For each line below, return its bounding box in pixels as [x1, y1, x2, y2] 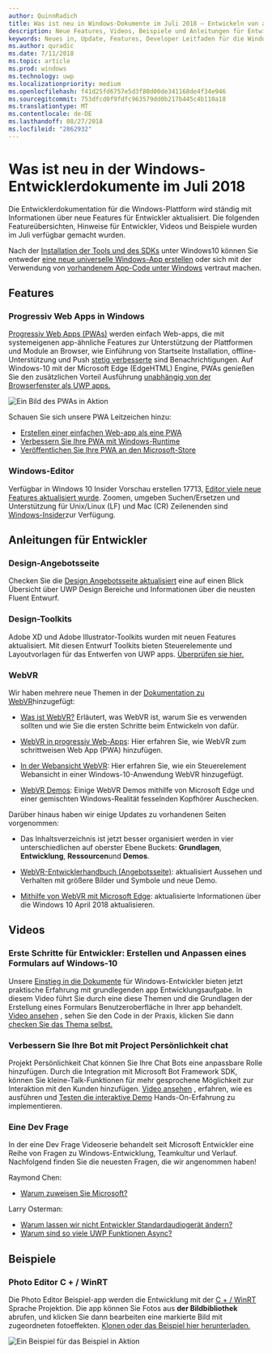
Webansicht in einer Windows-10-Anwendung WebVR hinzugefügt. [19, 769, 244, 779]
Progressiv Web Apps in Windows [8, 311, 145, 321]
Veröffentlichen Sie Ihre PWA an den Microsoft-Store [19, 445, 197, 455]
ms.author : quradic [8, 42, 74, 50]
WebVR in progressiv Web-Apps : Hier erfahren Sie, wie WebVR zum [19, 736, 247, 746]
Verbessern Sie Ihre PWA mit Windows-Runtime [19, 436, 181, 446]
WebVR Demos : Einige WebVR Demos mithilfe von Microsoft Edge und [19, 784, 255, 795]
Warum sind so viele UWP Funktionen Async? [19, 1228, 172, 1238]
